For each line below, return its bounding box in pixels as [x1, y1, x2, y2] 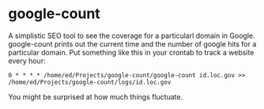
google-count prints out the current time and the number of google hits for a [8, 39, 257, 48]
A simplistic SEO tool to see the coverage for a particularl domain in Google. [8, 31, 255, 40]
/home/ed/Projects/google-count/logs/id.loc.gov [8, 78, 172, 86]
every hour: [8, 56, 46, 66]
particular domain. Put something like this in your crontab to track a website [8, 47, 255, 57]
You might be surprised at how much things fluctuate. [8, 92, 183, 101]
